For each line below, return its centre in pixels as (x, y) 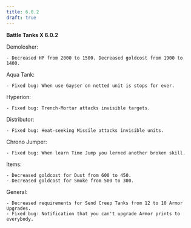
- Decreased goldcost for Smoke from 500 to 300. (70, 181)
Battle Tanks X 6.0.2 (32, 35)
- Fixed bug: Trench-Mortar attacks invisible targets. (78, 108)
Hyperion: (19, 97)
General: (17, 192)
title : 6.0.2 (23, 12)
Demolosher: (22, 47)
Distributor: (20, 119)
